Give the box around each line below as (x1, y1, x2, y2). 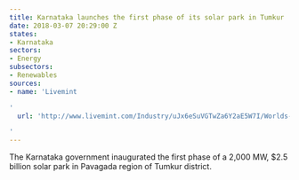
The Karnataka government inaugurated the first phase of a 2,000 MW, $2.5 (9, 152, 288, 162)
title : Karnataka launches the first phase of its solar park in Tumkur (9, 12, 285, 22)
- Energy (9, 54, 42, 63)
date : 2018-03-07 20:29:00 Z (9, 21, 117, 30)
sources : (9, 79, 42, 88)
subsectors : (9, 63, 53, 72)
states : (9, 29, 38, 38)
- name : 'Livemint (9, 87, 77, 96)
